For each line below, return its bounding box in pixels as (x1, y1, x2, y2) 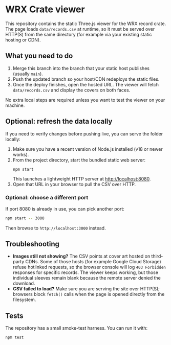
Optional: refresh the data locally (5, 117, 113, 126)
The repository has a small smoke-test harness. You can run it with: (5, 325, 147, 331)
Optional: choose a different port (5, 194, 89, 201)
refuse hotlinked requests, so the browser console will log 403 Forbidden (12, 264, 166, 270)
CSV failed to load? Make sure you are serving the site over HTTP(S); (12, 286, 160, 292)
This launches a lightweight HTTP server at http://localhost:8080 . (12, 176, 151, 182)
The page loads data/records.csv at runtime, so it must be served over (5, 26, 155, 32)
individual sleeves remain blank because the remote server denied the (12, 275, 161, 281)
